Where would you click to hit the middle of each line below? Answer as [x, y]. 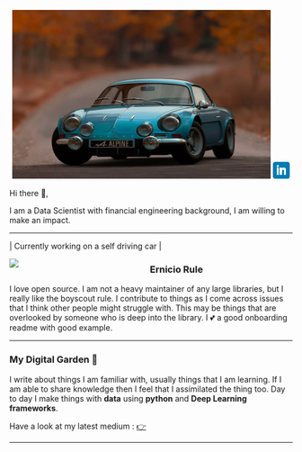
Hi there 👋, [29, 193]
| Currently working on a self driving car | [85, 246]
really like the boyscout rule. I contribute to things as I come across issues [147, 299]
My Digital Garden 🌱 [53, 359]
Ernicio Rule [177, 269]
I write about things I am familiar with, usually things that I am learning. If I [146, 379]
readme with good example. [61, 328]
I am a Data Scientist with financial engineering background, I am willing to [147, 211]
